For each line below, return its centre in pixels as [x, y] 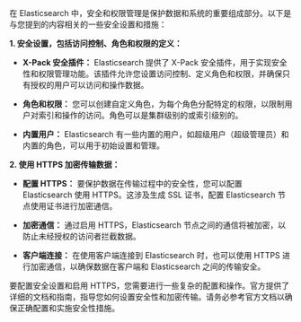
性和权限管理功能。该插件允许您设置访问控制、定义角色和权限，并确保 [152, 74]
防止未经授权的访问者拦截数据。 [81, 236]
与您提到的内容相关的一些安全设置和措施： [88, 24]
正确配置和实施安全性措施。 [68, 308]
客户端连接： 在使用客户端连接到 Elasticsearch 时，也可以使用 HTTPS [151, 255]
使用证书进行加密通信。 [74, 206]
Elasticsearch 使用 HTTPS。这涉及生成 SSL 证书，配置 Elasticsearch [149, 195]
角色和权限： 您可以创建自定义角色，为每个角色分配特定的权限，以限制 [153, 104]
